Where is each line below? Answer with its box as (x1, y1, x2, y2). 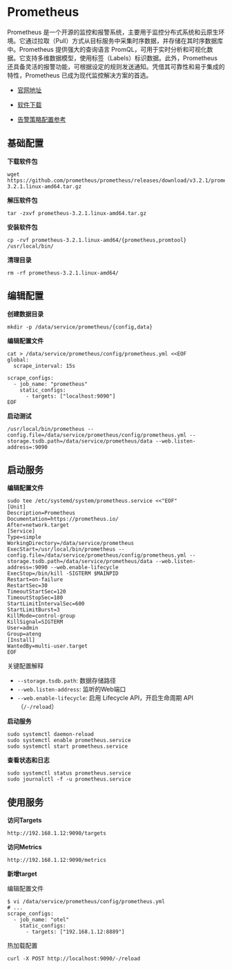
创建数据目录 (7, 309, 43, 318)
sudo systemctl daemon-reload (7, 731, 95, 738)
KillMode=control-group (7, 613, 76, 620)
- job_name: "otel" (13, 916, 70, 923)
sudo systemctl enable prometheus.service (7, 737, 131, 744)
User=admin (7, 625, 39, 631)
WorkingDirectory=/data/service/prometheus (7, 540, 135, 547)
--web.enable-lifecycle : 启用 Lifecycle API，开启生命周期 (17, 694, 182, 702)
